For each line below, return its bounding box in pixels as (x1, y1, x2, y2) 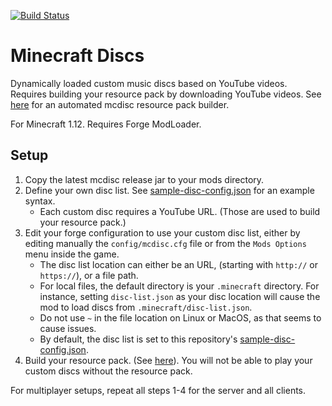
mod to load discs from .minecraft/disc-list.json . (39, 301, 253, 313)
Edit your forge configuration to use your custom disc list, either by (24, 226, 301, 239)
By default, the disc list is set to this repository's (39, 333, 238, 345)
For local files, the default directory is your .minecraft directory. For (39, 280, 320, 292)
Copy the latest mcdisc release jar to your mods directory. (24, 173, 265, 185)
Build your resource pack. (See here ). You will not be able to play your (24, 354, 313, 366)
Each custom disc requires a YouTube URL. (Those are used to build (39, 205, 321, 217)
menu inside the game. (24, 248, 120, 260)
